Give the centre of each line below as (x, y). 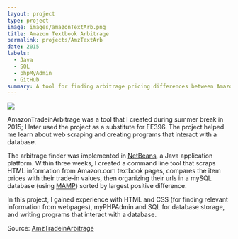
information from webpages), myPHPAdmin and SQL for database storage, (116, 207)
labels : (19, 54)
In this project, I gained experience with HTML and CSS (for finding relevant (118, 199)
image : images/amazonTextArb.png (57, 27)
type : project (28, 21)
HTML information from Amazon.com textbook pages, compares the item (114, 171)
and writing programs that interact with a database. (82, 215)
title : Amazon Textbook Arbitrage (58, 34)
